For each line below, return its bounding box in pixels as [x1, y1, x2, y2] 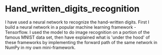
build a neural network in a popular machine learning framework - [5, 24, 137, 30]
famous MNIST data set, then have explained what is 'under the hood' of [5, 34, 150, 40]
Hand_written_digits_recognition [5, 3, 140, 14]
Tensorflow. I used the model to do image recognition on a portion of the [5, 29, 150, 35]
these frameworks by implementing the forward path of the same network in [5, 39, 158, 45]
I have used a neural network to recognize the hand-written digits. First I [5, 19, 149, 25]
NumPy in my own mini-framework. [5, 44, 76, 50]
